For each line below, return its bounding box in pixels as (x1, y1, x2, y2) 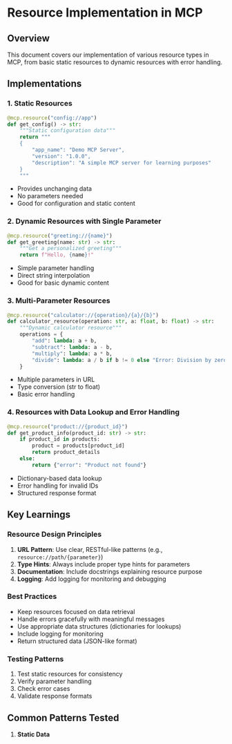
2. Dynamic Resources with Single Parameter (7, 216, 162, 226)
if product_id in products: (19, 436, 100, 443)
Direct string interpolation (17, 271, 90, 280)
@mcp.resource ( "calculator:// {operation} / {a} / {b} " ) (7, 312, 159, 318)
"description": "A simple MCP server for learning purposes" (32, 159, 212, 166)
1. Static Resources (7, 99, 72, 108)
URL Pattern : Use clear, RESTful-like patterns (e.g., (17, 545, 163, 553)
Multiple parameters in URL (17, 375, 95, 384)
